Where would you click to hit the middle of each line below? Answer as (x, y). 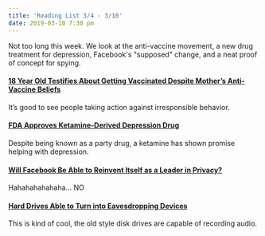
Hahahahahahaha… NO (47, 187)
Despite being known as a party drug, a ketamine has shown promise (122, 143)
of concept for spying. (45, 63)
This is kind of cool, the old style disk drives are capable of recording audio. (132, 223)
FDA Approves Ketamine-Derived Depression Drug (94, 125)
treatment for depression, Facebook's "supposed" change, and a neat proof (133, 54)
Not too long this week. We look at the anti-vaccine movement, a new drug (131, 45)
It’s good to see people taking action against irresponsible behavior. (119, 107)
